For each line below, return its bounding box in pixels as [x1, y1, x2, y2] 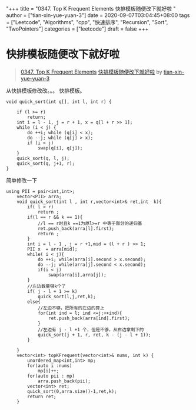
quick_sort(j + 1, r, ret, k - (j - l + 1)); [37, 332, 151, 338]
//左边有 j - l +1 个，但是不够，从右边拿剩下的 [37, 326, 144, 332]
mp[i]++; [37, 368, 59, 374]
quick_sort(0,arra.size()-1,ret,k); [27, 388, 117, 394]
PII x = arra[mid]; [27, 246, 78, 252]
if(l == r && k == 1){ [27, 214, 83, 220]
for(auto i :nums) [27, 362, 72, 369]
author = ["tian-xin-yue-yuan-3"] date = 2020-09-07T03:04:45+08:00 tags [6, 12, 190, 19]
